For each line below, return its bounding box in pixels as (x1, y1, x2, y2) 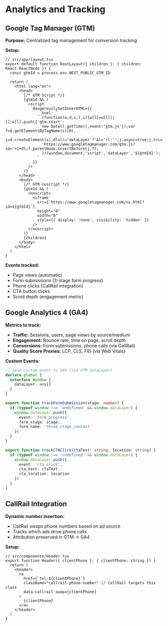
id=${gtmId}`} (5, 204, 36, 209)
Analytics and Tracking (5, 4, 106, 15)
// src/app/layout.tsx (5, 57, 53, 62)
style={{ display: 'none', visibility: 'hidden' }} (37, 217, 149, 223)
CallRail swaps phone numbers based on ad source (12, 523, 121, 529)
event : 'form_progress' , (18, 415, 72, 420)
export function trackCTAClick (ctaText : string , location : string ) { (5, 447, 156, 453)
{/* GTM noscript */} (23, 182, 70, 187)
